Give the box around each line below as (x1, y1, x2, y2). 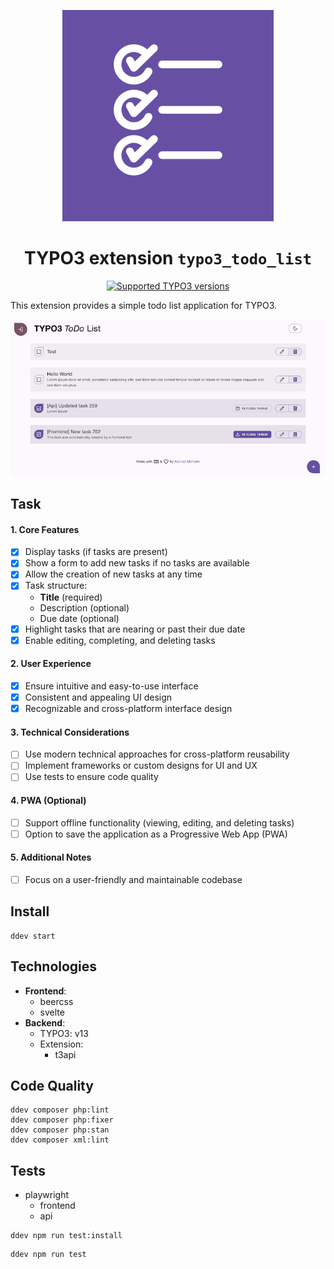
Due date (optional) (39, 612, 120, 624)
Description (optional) (39, 601, 130, 614)
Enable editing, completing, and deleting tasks (24, 634, 216, 646)
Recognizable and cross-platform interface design (24, 702, 233, 714)
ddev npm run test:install (10, 1231, 123, 1241)
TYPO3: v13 (39, 1027, 89, 1039)
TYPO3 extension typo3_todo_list (23, 247, 313, 270)
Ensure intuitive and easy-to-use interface (24, 680, 199, 692)
